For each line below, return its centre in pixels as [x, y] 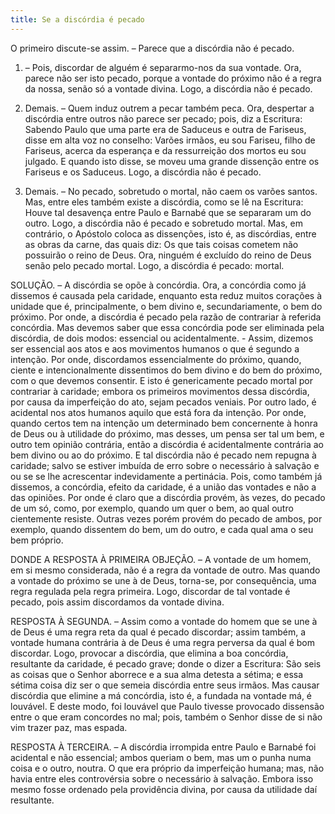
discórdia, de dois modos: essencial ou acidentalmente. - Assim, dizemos [162, 338]
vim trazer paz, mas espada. [69, 727]
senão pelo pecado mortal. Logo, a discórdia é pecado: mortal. [154, 265]
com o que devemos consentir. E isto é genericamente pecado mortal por [161, 380]
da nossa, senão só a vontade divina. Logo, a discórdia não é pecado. [168, 88]
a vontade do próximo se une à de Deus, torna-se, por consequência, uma [163, 580]
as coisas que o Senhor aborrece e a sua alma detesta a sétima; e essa [157, 674]
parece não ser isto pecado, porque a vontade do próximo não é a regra [173, 78]
